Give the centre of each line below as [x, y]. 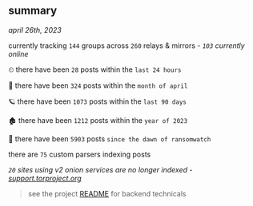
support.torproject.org [45, 178]
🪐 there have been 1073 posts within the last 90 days [97, 101]
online [18, 53]
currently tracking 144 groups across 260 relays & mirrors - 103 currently [127, 46]
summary [33, 11]
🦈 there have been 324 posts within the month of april [98, 85]
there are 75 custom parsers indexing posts [80, 154]
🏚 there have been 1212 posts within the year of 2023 [98, 120]
